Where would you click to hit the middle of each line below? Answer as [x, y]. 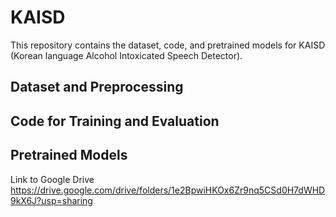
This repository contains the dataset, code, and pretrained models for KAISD [168, 45]
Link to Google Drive [52, 179]
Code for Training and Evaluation [115, 121]
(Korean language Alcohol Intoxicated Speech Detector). [126, 55]
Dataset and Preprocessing [97, 87]
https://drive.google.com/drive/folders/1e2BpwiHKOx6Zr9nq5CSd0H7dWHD [168, 190]
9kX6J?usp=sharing [51, 200]
